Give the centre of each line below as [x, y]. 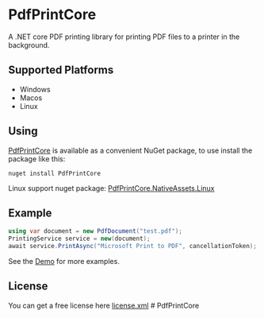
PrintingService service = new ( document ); [79, 239]
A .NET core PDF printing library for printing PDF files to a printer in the [124, 37]
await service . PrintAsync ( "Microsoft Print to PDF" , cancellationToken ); [133, 246]
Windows [35, 89]
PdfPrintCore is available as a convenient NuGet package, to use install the [130, 150]
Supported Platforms [61, 70]
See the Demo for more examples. [64, 261]
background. [29, 45]
